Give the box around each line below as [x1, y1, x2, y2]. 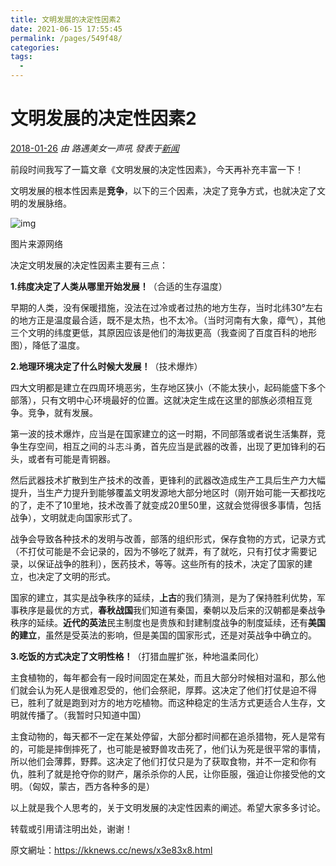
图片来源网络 [10, 237, 63, 250]
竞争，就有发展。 [27, 406, 98, 418]
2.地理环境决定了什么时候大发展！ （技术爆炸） [10, 360, 203, 372]
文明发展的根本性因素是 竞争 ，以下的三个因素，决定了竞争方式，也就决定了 [10, 184, 317, 196]
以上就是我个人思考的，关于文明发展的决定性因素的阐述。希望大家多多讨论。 [10, 801, 326, 813]
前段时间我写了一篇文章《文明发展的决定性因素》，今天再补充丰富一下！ [10, 163, 304, 175]
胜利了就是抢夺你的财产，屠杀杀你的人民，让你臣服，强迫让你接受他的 [27, 767, 317, 780]
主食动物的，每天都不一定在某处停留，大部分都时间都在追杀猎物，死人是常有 [10, 730, 326, 742]
